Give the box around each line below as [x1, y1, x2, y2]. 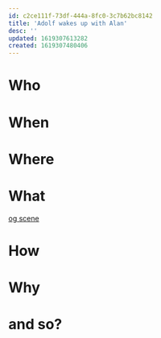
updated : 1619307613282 [8, 34, 89, 43]
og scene [8, 213, 39, 223]
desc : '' [8, 27, 38, 35]
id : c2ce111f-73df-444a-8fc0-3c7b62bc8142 [8, 11, 153, 20]
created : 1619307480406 [8, 42, 89, 50]
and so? [8, 315, 63, 334]
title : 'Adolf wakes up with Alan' [8, 19, 128, 27]
